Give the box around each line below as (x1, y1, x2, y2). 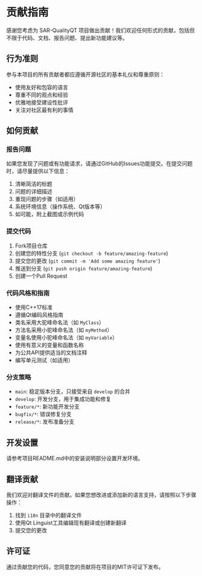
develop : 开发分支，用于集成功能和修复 (14, 395, 112, 403)
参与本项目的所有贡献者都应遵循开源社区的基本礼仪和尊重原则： (6, 71, 165, 78)
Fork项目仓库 (14, 242, 48, 249)
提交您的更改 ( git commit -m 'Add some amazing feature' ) (14, 257, 161, 264)
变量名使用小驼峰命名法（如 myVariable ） (14, 334, 118, 341)
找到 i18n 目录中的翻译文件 (14, 511, 83, 519)
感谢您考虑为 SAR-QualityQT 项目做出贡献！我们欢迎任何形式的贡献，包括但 (6, 27, 195, 34)
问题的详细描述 (14, 188, 52, 195)
